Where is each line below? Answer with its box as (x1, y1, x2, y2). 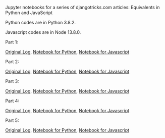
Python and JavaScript (5, 10, 53, 16)
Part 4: (5, 98, 19, 104)
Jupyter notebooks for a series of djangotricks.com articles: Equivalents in (5, 5, 160, 10)
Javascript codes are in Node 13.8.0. (5, 29, 81, 35)
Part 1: (5, 39, 19, 45)
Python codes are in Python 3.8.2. (5, 20, 76, 25)
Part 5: (5, 117, 19, 123)
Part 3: (5, 78, 19, 84)
